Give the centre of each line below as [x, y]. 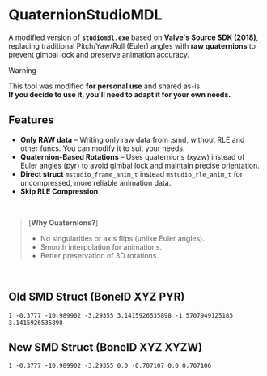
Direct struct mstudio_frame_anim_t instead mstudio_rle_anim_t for [131, 174]
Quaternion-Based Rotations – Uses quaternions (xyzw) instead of [132, 156]
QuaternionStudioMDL [85, 15]
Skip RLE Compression [59, 191]
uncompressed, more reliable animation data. [95, 182]
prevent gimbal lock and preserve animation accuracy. [99, 54]
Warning [22, 70]
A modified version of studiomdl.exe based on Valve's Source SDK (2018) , [133, 37]
